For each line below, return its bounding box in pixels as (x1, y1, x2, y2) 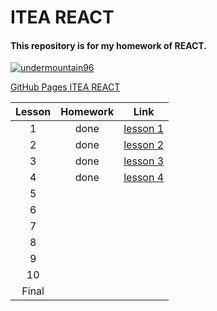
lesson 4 (123, 171, 165, 185)
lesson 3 (123, 154, 165, 168)
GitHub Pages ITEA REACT (10, 81, 121, 93)
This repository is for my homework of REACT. (10, 39, 207, 51)
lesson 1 (123, 122, 165, 136)
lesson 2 (123, 138, 165, 152)
